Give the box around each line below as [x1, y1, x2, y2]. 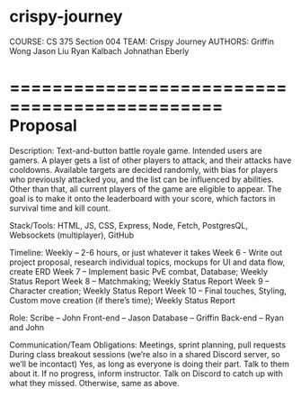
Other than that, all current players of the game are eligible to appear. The [9, 183, 282, 194]
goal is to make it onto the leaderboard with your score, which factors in [9, 193, 276, 203]
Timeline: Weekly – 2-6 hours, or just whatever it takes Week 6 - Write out [9, 247, 283, 257]
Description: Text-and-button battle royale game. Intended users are [9, 145, 262, 156]
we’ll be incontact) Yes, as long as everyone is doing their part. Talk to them [9, 358, 289, 369]
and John [9, 321, 45, 332]
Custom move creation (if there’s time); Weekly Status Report [9, 294, 235, 305]
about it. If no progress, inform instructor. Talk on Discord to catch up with [9, 367, 283, 379]
